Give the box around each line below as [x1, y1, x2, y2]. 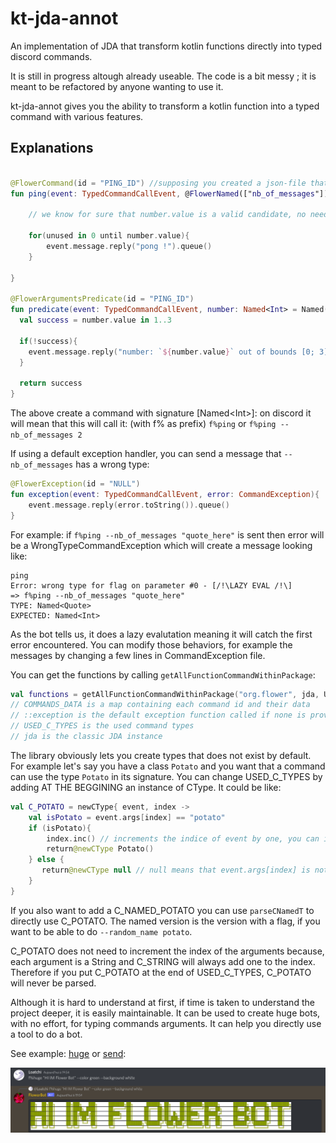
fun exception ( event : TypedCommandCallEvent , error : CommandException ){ [10, 489, 320, 499]
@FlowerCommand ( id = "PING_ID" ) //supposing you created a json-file [10, 178, 307, 188]
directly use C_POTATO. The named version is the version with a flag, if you [10, 915, 321, 927]
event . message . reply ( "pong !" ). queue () [46, 241, 213, 251]
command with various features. [10, 110, 144, 122]
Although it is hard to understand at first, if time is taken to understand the [10, 996, 315, 1008]
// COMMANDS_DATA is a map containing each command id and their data [10, 700, 311, 710]
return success [19, 378, 83, 389]
